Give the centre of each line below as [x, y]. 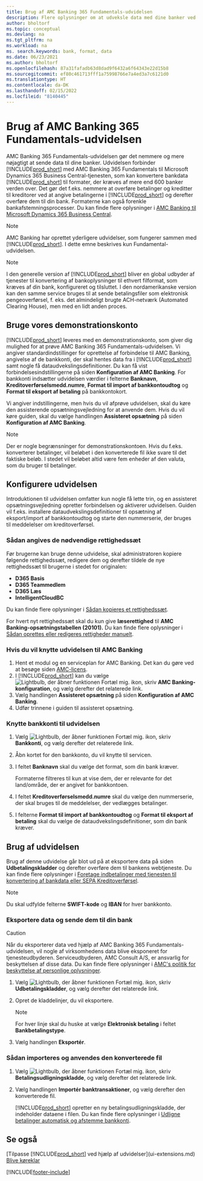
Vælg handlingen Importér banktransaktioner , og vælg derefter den [100, 1089]
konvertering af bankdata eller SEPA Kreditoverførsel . [72, 881]
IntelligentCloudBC [40, 597]
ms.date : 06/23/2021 [32, 57]
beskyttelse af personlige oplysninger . [54, 971]
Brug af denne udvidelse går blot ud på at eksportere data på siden [90, 861]
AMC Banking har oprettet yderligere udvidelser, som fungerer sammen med [101, 238]
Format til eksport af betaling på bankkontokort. [67, 391]
